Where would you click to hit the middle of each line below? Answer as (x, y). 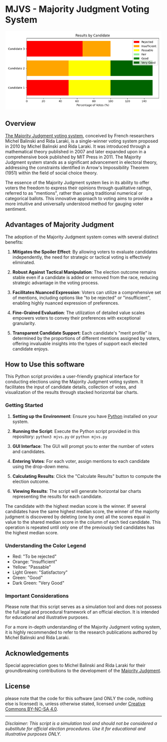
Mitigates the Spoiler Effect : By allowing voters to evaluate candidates (85, 252)
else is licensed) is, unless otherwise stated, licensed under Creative (75, 704)
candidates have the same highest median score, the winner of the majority (83, 511)
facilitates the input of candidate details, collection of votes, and (71, 387)
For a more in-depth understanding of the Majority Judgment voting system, (83, 627)
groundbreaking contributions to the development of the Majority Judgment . (83, 671)
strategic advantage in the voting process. (56, 283)
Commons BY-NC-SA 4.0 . (32, 709)
